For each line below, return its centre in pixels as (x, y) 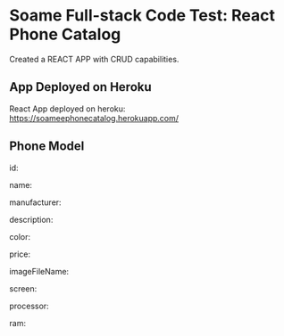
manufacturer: (35, 202)
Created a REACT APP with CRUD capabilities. (94, 59)
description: (31, 219)
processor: (29, 306)
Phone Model (47, 147)
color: (20, 236)
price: (20, 254)
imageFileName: (39, 271)
